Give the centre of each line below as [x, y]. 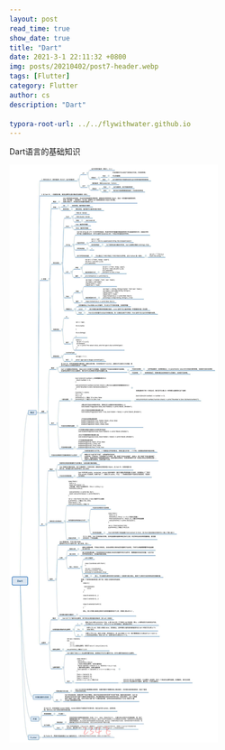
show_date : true [40, 38]
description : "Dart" [48, 105]
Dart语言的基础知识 [45, 152]
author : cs [30, 95]
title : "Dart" [36, 48]
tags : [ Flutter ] [40, 77]
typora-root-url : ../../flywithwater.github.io [100, 124]
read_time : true [40, 28]
